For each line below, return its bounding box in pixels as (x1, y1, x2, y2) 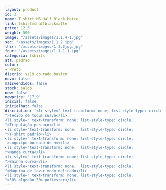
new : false (5, 90, 28, 95)
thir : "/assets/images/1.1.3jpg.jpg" (5, 44, 83, 49)
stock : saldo (5, 85, 32, 91)
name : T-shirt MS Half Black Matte (5, 16, 79, 21)
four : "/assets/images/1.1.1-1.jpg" (5, 48, 81, 53)
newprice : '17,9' (5, 95, 41, 99)
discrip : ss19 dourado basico (5, 72, 68, 77)
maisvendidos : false (5, 81, 48, 86)
